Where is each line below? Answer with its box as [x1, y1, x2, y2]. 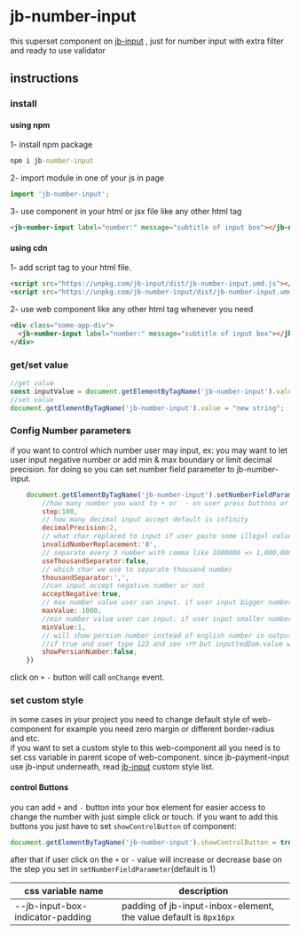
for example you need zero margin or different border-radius [53, 723, 275, 735]
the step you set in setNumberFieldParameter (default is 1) [10, 863, 216, 874]
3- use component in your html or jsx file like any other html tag [10, 206, 242, 217]
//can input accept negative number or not [42, 581, 205, 591]
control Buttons [10, 782, 69, 793]
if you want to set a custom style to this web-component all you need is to [10, 743, 280, 754]
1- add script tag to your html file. [10, 262, 132, 273]
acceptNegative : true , [42, 590, 122, 599]
